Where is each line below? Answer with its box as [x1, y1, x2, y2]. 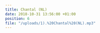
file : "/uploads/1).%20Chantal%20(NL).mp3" [5, 20, 96, 26]
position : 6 [5, 16, 30, 21]
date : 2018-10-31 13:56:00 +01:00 [5, 12, 76, 16]
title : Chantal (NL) [5, 7, 48, 12]
